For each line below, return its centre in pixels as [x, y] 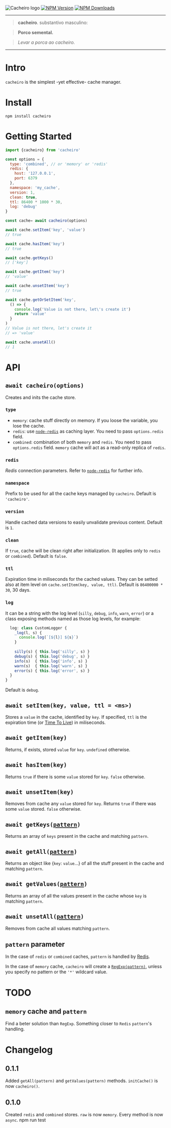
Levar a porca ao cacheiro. [46, 42]
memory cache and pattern [46, 1012]
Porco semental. [35, 32]
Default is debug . [22, 690]
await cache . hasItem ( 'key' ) [35, 244]
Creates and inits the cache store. [41, 397]
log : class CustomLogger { [38, 628]
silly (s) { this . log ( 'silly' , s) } [52, 652]
